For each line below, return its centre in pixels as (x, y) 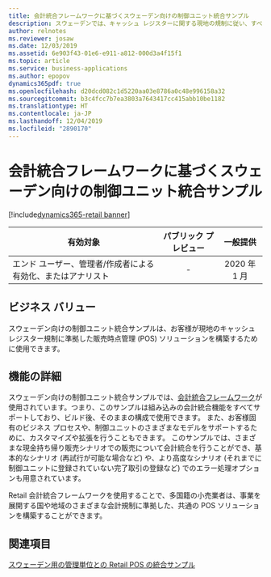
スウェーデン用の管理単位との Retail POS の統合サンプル (102, 565)
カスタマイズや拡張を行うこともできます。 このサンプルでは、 (132, 438)
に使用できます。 (36, 348)
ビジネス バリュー (52, 307)
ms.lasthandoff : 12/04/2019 (56, 121)
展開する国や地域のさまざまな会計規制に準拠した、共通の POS (112, 506)
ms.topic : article (39, 62)
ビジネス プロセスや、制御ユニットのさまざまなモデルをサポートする (136, 428)
